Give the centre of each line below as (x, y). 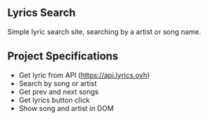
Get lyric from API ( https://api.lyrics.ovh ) (84, 75)
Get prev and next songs (59, 91)
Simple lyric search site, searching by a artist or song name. (104, 31)
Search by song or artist (58, 83)
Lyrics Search (42, 13)
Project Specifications (63, 57)
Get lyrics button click (54, 100)
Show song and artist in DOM (66, 108)
